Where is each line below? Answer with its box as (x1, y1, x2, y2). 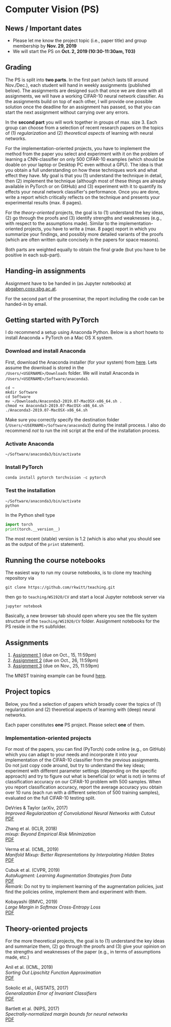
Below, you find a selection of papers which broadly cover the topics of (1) (5, 701, 162, 707)
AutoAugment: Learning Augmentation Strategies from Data (5, 872, 132, 879)
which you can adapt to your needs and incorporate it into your (5, 752, 138, 758)
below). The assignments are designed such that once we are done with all (5, 87, 163, 93)
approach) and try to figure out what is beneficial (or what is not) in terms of (5, 773, 165, 779)
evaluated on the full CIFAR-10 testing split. (5, 795, 96, 801)
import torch (5, 522, 33, 527)
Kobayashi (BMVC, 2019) (5, 899, 58, 905)
